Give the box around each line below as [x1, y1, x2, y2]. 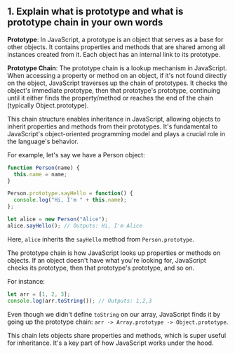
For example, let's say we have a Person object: [7, 150, 145, 159]
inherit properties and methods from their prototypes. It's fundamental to [7, 122, 218, 131]
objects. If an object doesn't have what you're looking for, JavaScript [7, 256, 206, 264]
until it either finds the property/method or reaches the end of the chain [7, 93, 214, 102]
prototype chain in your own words [7, 17, 163, 29]
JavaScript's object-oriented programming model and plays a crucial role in [7, 129, 226, 138]
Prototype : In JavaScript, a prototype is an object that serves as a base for [7, 35, 224, 44]
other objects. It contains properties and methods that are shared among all [7, 42, 226, 51]
